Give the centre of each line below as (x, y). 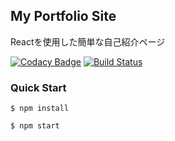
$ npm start (35, 126)
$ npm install (40, 109)
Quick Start (38, 87)
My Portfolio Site (63, 16)
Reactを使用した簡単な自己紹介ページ (88, 41)
